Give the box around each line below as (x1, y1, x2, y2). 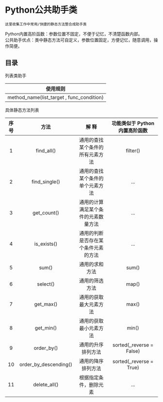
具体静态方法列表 (5, 107, 39, 113)
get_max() (34, 301, 58, 307)
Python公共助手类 (5, 4, 78, 16)
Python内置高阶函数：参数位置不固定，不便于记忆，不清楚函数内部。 (5, 31, 143, 37)
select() (37, 281, 55, 287)
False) (126, 347, 140, 354)
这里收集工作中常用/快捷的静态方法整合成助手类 (5, 21, 87, 27)
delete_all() (33, 381, 59, 388)
